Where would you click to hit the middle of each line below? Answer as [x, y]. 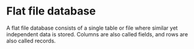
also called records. [31, 41]
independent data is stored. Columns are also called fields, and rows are [97, 34]
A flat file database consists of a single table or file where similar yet [92, 28]
